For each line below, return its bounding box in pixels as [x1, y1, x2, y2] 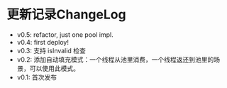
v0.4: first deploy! [16, 38, 69, 46]
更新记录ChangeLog [6, 6, 126, 23]
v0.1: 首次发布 [16, 72, 57, 82]
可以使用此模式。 [29, 64, 79, 72]
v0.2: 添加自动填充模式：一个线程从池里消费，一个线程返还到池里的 [16, 55, 214, 64]
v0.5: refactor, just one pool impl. [16, 30, 114, 39]
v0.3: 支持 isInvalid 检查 [16, 46, 86, 55]
